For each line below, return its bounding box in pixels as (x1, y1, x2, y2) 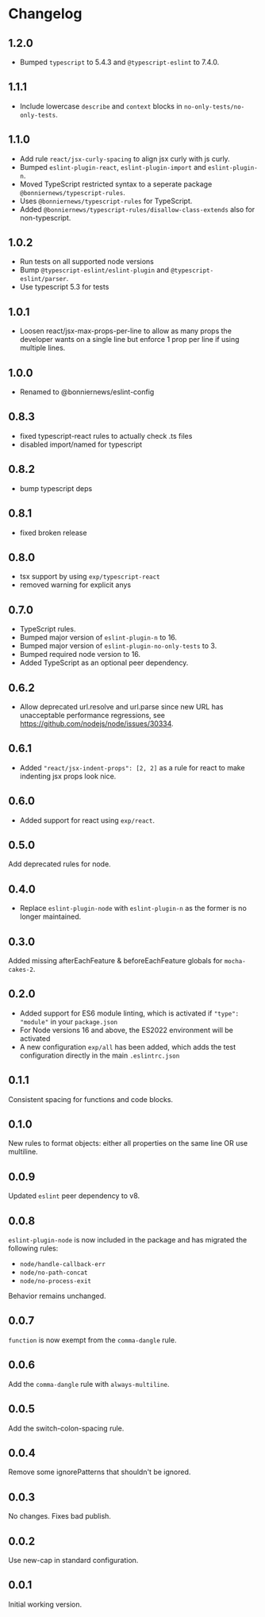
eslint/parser (19, 275, 67, 283)
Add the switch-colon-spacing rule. (8, 1423, 125, 1433)
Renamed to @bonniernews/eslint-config (19, 387, 155, 397)
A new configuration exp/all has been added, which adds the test (19, 1042, 236, 1051)
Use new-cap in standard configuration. (8, 1555, 139, 1565)
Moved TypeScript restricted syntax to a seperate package (19, 179, 213, 189)
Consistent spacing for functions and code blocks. (8, 1094, 173, 1104)
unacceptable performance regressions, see (19, 710, 165, 720)
